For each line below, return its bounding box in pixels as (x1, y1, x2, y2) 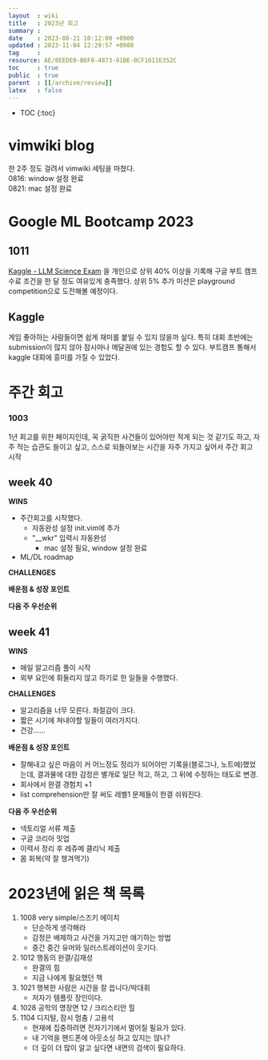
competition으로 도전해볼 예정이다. (8, 286, 118, 296)
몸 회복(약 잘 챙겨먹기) (19, 854, 90, 864)
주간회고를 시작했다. (19, 514, 82, 523)
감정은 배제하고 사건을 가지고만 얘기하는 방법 (31, 933, 171, 942)
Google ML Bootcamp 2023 (8, 212, 194, 231)
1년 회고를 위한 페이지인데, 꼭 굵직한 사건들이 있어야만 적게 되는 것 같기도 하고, (8, 432, 252, 441)
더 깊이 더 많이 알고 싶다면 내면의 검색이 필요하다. (31, 1043, 186, 1053)
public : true (8, 71, 59, 79)
